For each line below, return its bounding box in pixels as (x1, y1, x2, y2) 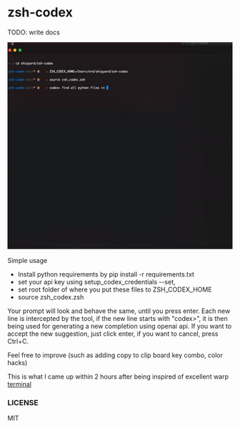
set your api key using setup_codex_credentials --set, (17, 277, 176, 286)
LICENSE (7, 397, 39, 407)
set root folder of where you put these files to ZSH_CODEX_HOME (17, 285, 212, 294)
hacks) (7, 358, 28, 367)
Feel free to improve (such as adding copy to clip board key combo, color (7, 351, 224, 359)
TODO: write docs (7, 28, 61, 36)
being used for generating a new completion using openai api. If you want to (7, 322, 232, 330)
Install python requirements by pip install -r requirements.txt (17, 269, 195, 279)
